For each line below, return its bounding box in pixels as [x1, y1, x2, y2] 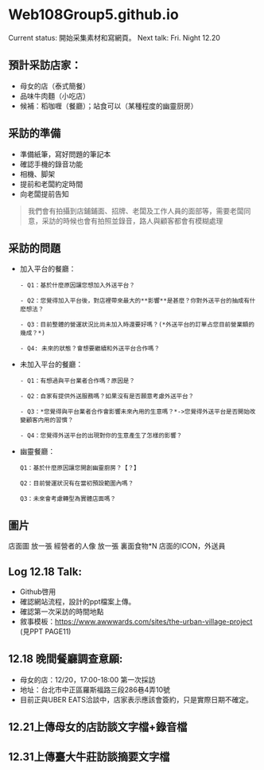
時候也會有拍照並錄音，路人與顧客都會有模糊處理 [62, 216, 223, 225]
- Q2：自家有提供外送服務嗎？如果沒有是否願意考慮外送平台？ [19, 393, 195, 401]
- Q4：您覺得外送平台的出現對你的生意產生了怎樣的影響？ [19, 432, 183, 440]
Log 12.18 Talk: [8, 565, 82, 578]
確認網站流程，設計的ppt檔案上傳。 [19, 597, 136, 606]
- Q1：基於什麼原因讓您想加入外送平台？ [19, 281, 135, 290]
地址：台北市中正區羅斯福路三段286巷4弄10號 [19, 685, 171, 694]
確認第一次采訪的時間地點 [19, 607, 104, 616]
